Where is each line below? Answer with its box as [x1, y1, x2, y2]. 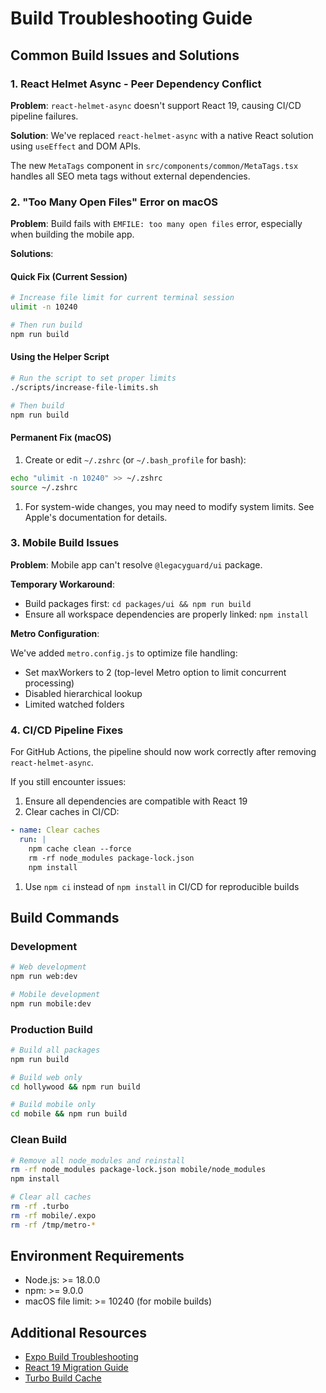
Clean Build [10, 1133, 68, 1147]
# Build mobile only [10, 1100, 97, 1110]
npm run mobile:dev [10, 998, 92, 1009]
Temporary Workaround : [10, 578, 115, 590]
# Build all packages [10, 1045, 101, 1055]
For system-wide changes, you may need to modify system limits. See [24, 500, 315, 512]
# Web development [10, 962, 87, 972]
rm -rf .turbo [10, 1202, 70, 1212]
